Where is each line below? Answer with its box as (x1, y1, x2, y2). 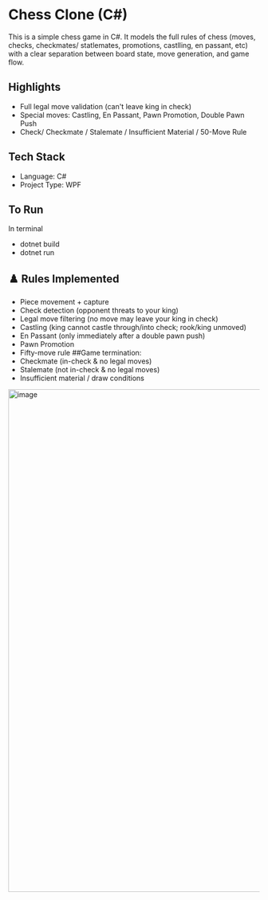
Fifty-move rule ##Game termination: (19, 348, 142, 358)
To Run (8, 202, 44, 216)
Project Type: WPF (19, 179, 81, 189)
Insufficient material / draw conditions (19, 373, 145, 383)
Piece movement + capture (19, 297, 109, 307)
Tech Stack (8, 150, 65, 164)
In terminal (8, 224, 44, 234)
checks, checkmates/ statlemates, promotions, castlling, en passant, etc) (8, 40, 249, 49)
